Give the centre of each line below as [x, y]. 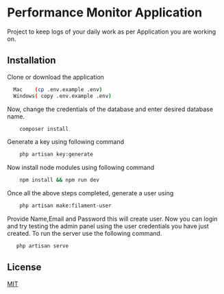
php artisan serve [42, 246]
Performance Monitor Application [105, 13]
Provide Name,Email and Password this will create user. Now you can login [112, 219]
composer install [44, 129]
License [24, 268]
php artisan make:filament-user [65, 206]
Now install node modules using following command [81, 168]
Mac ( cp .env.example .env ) [58, 89]
